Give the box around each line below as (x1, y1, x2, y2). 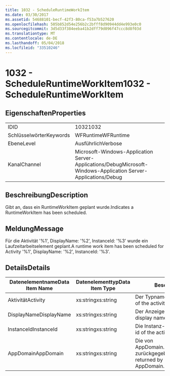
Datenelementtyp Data (75, 278, 131, 286)
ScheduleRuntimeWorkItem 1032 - (5, 78, 151, 89)
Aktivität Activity (8, 297, 46, 304)
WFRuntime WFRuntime (75, 132, 130, 139)
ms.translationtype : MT (5, 31, 56, 36)
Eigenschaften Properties (5, 109, 86, 117)
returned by (135, 356, 163, 363)
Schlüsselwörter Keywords (8, 132, 70, 139)
